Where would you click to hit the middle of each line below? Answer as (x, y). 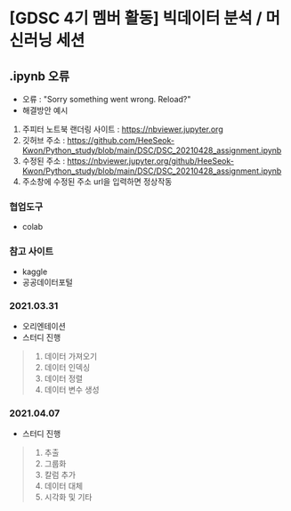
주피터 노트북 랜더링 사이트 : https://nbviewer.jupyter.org (123, 129)
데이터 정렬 (63, 378)
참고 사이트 (32, 252)
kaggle (35, 272)
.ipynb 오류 (40, 76)
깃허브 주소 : (44, 140)
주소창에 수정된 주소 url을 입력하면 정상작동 (97, 182)
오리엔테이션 (44, 326)
